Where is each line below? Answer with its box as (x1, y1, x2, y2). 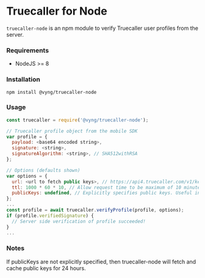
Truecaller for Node (6, 4, 108, 18)
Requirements (6, 46, 49, 54)
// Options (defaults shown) (6, 167, 81, 173)
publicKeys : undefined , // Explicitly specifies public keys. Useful (12, 190, 192, 196)
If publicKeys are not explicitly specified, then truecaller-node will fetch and (6, 258, 196, 265)
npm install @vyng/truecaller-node (6, 89, 97, 95)
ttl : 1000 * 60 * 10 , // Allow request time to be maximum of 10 (12, 184, 182, 190)
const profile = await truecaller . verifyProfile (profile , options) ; (6, 207, 184, 213)
